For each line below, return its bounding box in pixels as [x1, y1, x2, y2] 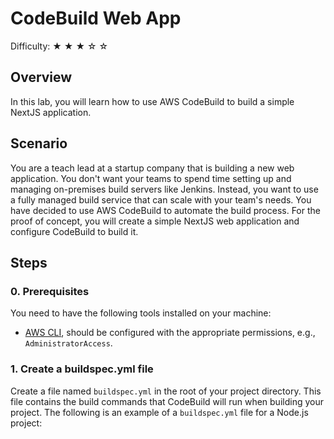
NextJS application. [10, 106, 92, 118]
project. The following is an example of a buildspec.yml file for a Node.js [10, 406, 309, 418]
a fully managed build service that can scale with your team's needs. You [10, 193, 312, 206]
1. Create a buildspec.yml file [10, 362, 154, 376]
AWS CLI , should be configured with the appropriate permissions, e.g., [24, 327, 316, 339]
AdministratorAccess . [24, 337, 113, 349]
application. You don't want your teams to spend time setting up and [10, 172, 292, 184]
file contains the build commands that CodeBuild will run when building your [10, 395, 324, 407]
